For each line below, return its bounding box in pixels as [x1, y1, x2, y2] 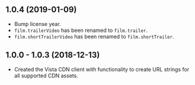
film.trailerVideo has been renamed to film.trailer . [14, 27, 148, 34]
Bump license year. [14, 20, 61, 27]
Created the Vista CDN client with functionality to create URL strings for [14, 66, 190, 73]
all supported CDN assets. [14, 72, 78, 79]
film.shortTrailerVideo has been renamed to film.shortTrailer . [14, 32, 174, 40]
